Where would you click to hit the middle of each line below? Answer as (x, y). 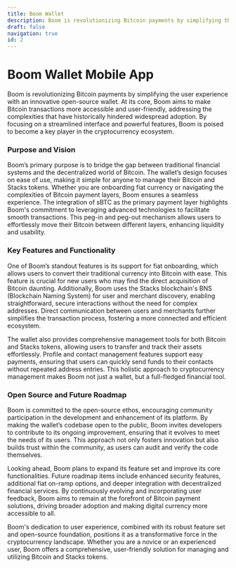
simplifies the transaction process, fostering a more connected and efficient (117, 318)
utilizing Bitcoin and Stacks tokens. (58, 557)
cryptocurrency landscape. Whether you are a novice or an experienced (112, 541)
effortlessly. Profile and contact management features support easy (105, 354)
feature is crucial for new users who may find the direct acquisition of (108, 280)
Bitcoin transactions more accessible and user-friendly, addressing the (110, 109)
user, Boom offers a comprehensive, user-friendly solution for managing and (118, 549)
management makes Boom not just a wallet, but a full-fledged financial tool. (117, 376)
